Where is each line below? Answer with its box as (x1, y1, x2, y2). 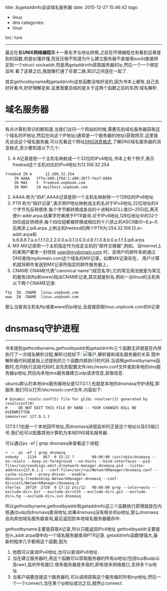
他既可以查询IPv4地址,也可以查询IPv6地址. (12, 549, 99, 555)
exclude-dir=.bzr (5, 489, 41, 494)
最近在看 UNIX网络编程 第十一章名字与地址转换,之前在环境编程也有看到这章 (5, 49, 157, 55)
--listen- (125, 463, 146, 468)
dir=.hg (5, 493, 21, 498)
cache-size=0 (5, 472, 32, 477)
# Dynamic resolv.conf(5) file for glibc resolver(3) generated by (5, 396, 148, 401)
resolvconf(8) (5, 401, 35, 406)
